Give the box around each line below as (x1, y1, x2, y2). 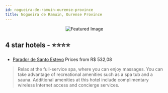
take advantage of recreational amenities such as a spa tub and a (17, 71, 153, 77)
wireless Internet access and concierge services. (17, 82, 120, 88)
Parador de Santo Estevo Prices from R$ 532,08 (12, 56, 112, 62)
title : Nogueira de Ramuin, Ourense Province (5, 12, 102, 17)
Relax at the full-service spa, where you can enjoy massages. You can (17, 66, 163, 72)
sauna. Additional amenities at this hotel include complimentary (17, 77, 149, 83)
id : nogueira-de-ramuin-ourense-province (5, 7, 94, 12)
